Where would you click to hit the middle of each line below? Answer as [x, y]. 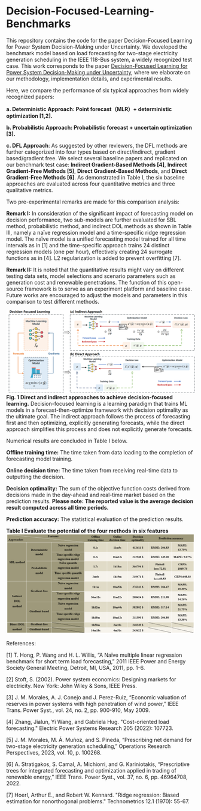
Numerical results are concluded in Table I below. [67, 441]
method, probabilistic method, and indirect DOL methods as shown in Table [99, 226]
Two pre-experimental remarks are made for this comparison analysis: [93, 202]
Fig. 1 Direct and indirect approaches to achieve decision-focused [90, 397]
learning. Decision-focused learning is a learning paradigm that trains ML [97, 403]
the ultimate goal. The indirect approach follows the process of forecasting [98, 416]
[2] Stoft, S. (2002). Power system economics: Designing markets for [91, 680]
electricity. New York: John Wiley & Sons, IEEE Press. [72, 686]
